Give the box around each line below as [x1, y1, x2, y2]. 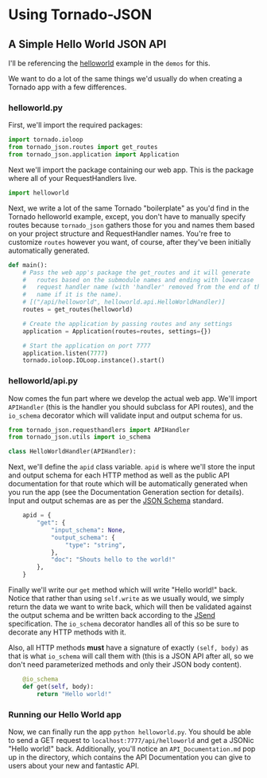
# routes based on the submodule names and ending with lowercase [22, 276, 254, 284]
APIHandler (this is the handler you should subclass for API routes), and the [8, 402, 254, 411]
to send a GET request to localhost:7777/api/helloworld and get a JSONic [8, 736, 254, 745]
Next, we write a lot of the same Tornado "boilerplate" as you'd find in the [8, 203, 250, 213]
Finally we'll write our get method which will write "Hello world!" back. [8, 585, 238, 595]
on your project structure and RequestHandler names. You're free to [8, 229, 231, 238]
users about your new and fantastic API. [8, 761, 140, 771]
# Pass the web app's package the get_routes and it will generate [22, 269, 250, 277]
